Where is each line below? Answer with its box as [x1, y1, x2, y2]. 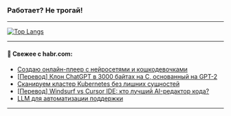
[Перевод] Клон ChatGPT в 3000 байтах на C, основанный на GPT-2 [16, 72, 218, 80]
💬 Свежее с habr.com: [7, 49, 73, 58]
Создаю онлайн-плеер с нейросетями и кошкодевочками [16, 65, 188, 73]
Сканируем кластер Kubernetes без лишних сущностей [16, 80, 180, 88]
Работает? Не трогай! [7, 5, 83, 15]
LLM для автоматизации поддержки [16, 94, 124, 102]
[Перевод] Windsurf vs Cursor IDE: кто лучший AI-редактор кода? [16, 86, 210, 95]
